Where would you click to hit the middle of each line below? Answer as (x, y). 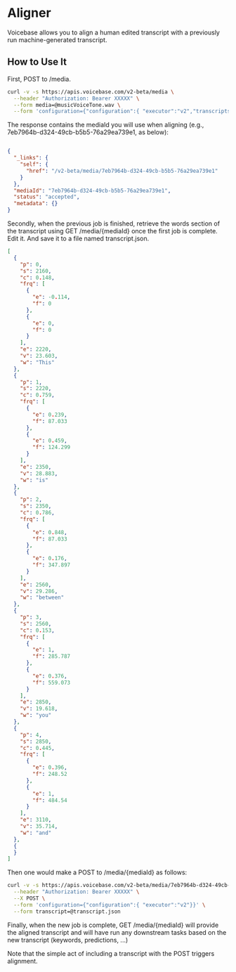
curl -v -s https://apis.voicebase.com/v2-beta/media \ (91, 92)
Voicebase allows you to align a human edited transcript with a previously (113, 32)
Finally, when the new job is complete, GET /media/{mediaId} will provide (113, 925)
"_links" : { (31, 158)
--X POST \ (29, 898)
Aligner (29, 13)
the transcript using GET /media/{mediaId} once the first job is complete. (112, 231)
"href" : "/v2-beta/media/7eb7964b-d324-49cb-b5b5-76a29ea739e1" (122, 171)
